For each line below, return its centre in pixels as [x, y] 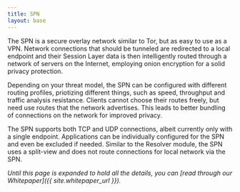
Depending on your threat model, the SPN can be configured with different [117, 85]
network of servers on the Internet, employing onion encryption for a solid [116, 63]
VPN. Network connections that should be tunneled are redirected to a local [119, 48]
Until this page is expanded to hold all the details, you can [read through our [120, 173]
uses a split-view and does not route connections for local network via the [117, 151]
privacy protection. [35, 71]
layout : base [27, 21]
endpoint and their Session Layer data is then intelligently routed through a [117, 56]
